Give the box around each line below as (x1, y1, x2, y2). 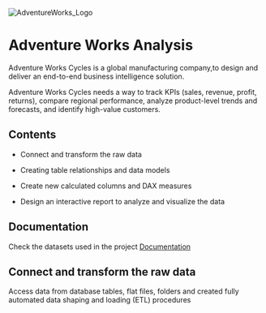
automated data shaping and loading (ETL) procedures (8, 295, 191, 305)
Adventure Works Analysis (8, 36, 193, 54)
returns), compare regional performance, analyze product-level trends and (8, 96, 258, 105)
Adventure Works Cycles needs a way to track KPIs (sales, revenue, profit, (8, 87, 257, 96)
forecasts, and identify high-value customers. (8, 104, 161, 114)
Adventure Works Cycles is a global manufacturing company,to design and (8, 62, 259, 72)
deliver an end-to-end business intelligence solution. (8, 71, 185, 81)
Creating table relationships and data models (19, 165, 170, 174)
